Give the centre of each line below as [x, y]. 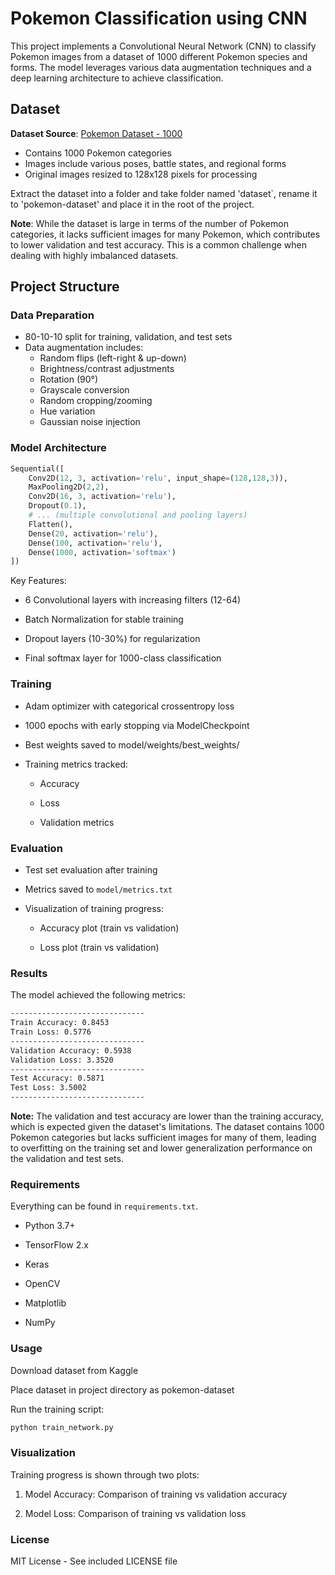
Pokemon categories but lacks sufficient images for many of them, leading [163, 1137]
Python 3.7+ [50, 1226]
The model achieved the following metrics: [98, 995]
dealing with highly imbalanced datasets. [94, 255]
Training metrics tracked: [76, 764]
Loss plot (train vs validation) [99, 947]
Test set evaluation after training [91, 869]
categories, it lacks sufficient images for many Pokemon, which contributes [165, 234]
